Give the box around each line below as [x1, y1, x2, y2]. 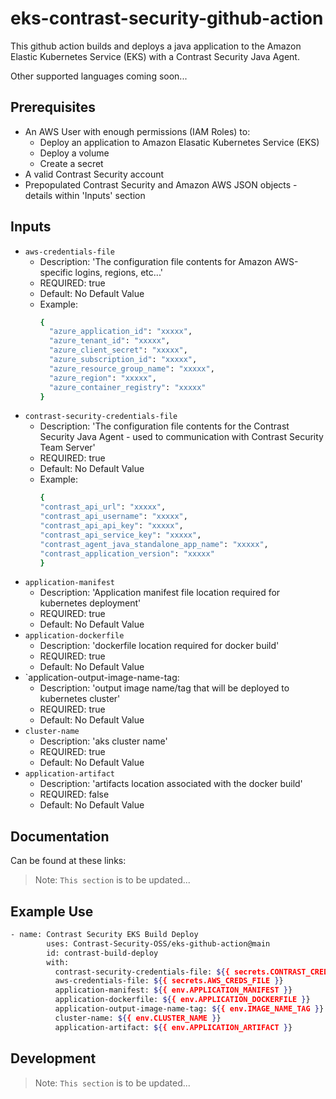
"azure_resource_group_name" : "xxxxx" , [48, 363, 215, 374]
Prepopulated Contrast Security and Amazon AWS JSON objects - [24, 178, 298, 191]
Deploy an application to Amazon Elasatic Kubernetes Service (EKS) [39, 136, 320, 148]
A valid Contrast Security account [24, 168, 165, 180]
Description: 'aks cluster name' [39, 735, 168, 747]
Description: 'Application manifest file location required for [39, 587, 281, 599]
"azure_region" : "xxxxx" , [48, 373, 157, 383]
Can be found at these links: [10, 855, 127, 867]
